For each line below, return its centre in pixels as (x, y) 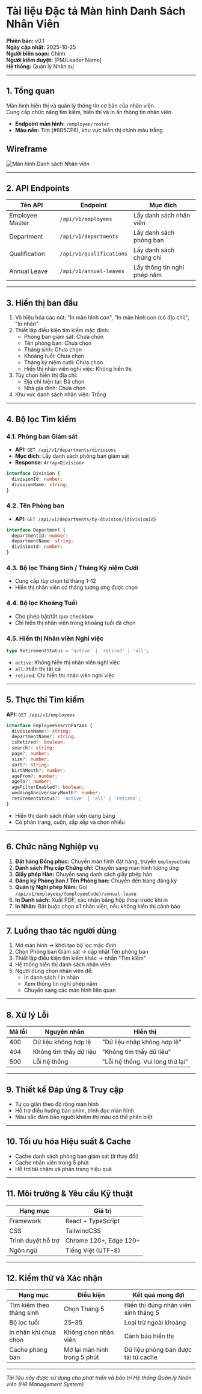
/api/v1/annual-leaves (92, 271)
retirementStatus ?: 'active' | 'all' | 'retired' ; (76, 798)
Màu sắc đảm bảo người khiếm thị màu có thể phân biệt (84, 1117)
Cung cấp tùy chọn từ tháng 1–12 (55, 581)
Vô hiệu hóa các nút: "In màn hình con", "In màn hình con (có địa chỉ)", (102, 318)
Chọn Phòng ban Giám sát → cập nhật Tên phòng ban (81, 952)
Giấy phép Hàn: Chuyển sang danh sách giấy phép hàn (84, 874)
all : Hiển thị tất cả (38, 669)
